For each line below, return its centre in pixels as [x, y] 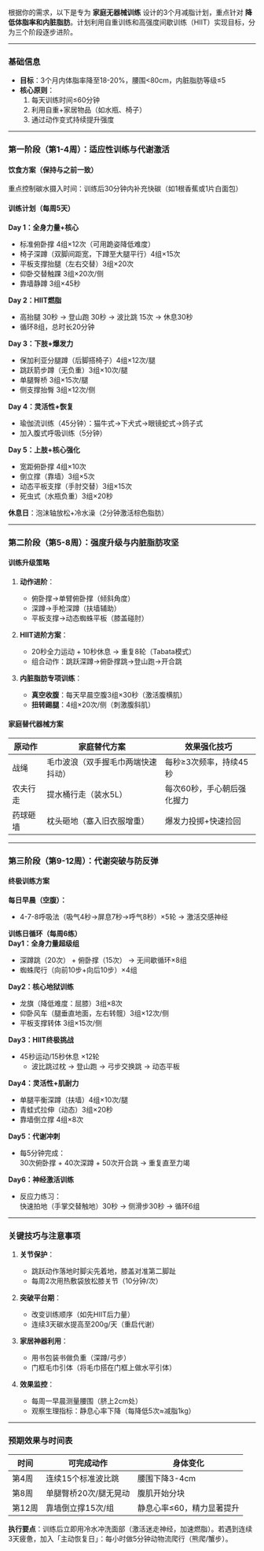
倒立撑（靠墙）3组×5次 [57, 476]
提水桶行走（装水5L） [87, 794]
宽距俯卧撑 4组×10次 [53, 466]
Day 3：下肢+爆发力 [41, 343]
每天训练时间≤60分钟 [66, 100]
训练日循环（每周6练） [45, 934]
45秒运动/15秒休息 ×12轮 [59, 1057]
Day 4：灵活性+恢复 [41, 406]
